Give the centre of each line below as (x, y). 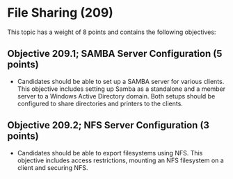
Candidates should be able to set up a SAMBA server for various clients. (121, 81)
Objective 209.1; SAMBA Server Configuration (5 (115, 54)
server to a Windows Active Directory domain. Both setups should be (116, 96)
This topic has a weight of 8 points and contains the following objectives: (112, 32)
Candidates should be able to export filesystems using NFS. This (110, 153)
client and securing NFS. (53, 167)
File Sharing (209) (60, 13)
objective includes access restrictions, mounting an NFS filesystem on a (120, 160)
